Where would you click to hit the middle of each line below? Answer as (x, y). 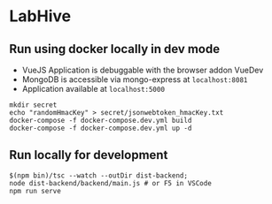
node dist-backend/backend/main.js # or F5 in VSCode (111, 183)
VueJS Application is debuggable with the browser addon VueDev (143, 70)
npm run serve (35, 191)
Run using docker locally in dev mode (114, 49)
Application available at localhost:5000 (93, 89)
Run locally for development (89, 155)
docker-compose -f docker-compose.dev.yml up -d (101, 128)
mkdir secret (33, 105)
